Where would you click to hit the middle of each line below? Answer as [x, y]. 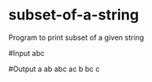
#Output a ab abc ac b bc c [54, 69]
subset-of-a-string [74, 15]
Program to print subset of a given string [76, 37]
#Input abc [26, 53]
